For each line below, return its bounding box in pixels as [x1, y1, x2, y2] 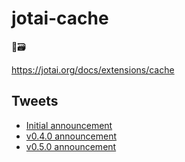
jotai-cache [11, 7, 109, 30]
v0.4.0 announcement [25, 130, 117, 142]
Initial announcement [25, 119, 113, 131]
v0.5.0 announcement [25, 140, 117, 152]
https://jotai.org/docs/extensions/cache [11, 63, 175, 76]
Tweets [11, 93, 59, 110]
